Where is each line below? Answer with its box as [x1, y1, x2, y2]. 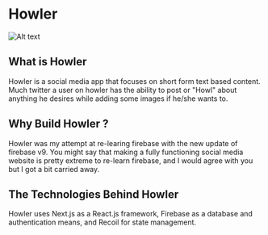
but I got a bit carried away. [8, 164, 100, 174]
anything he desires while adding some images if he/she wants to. [8, 94, 228, 103]
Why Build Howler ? [8, 117, 109, 131]
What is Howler [8, 55, 87, 69]
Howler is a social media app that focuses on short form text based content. [8, 76, 261, 86]
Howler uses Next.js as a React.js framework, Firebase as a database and [8, 209, 253, 219]
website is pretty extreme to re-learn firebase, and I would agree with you [8, 155, 253, 166]
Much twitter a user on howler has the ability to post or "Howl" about [8, 85, 237, 94]
